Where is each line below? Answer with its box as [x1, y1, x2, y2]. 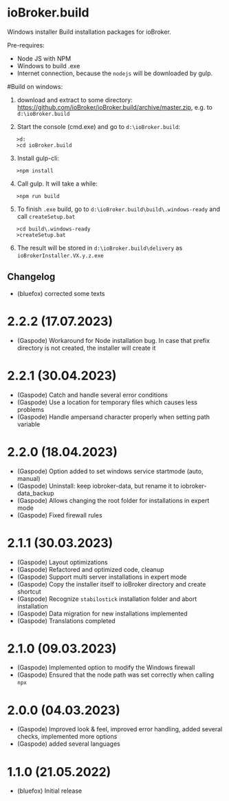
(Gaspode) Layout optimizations [17, 557, 108, 566]
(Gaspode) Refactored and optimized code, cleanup [17, 565, 164, 573]
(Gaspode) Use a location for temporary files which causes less [17, 398, 198, 406]
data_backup [17, 488, 54, 497]
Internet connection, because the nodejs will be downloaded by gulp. [17, 69, 213, 77]
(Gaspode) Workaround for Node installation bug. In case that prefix [17, 336, 210, 344]
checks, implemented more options [17, 733, 118, 741]
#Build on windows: [7, 82, 63, 90]
